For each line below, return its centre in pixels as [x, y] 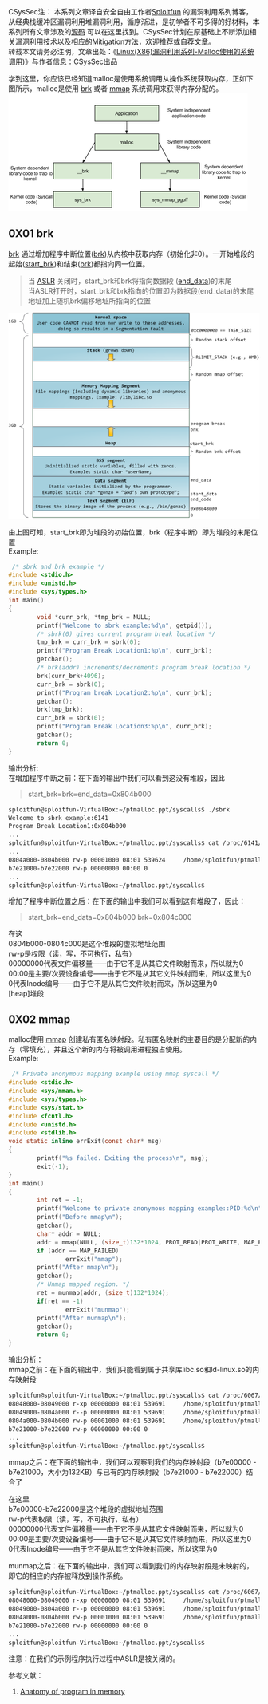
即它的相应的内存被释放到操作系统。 [68, 1576]
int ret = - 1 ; [60, 1200]
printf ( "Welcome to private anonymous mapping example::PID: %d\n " [150, 1209]
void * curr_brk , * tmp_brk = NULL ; [94, 617]
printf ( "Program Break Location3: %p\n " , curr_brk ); [125, 727]
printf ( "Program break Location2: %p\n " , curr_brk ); [125, 692]
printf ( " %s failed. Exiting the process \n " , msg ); [123, 1158]
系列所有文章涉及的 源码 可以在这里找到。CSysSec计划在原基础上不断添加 [129, 32]
